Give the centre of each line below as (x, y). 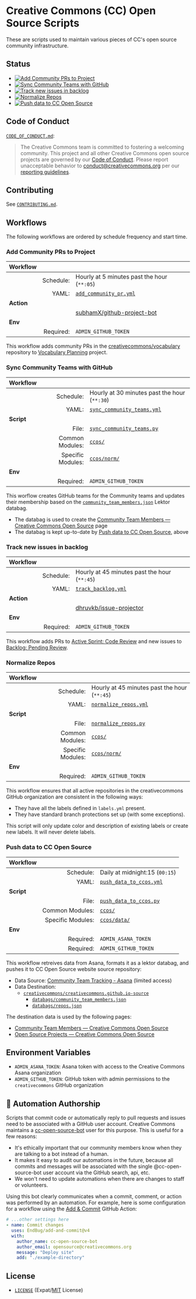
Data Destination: (35, 986)
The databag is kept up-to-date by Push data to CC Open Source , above (101, 532)
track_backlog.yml (101, 589)
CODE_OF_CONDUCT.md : (30, 135)
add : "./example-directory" (50, 1258)
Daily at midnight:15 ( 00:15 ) (138, 872)
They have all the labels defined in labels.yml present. (80, 808)
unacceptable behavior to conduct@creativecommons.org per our (100, 166)
